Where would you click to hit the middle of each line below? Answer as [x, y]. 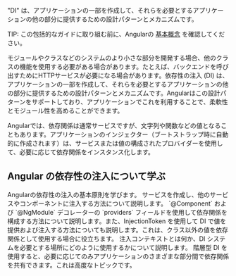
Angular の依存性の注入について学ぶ [86, 176]
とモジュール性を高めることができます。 [66, 111]
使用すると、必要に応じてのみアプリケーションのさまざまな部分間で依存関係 [118, 256]
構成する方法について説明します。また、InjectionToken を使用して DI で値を [117, 221]
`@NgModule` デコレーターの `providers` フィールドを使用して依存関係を [121, 212]
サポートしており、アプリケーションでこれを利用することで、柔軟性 [130, 102]
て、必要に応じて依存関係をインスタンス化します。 [81, 152]
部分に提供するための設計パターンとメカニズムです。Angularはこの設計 [117, 93]
